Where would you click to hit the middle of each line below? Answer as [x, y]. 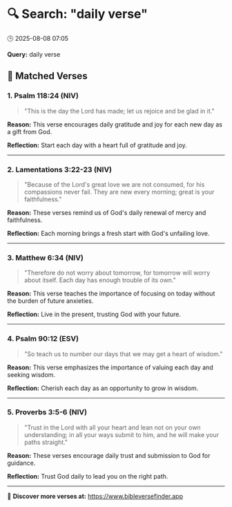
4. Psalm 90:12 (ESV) [43, 339]
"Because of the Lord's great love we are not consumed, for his [114, 184]
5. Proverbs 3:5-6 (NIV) [47, 412]
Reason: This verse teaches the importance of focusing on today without [111, 294]
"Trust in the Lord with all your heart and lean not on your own [113, 427]
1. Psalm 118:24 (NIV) [43, 96]
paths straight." [46, 442]
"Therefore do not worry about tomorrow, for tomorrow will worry [117, 273]
